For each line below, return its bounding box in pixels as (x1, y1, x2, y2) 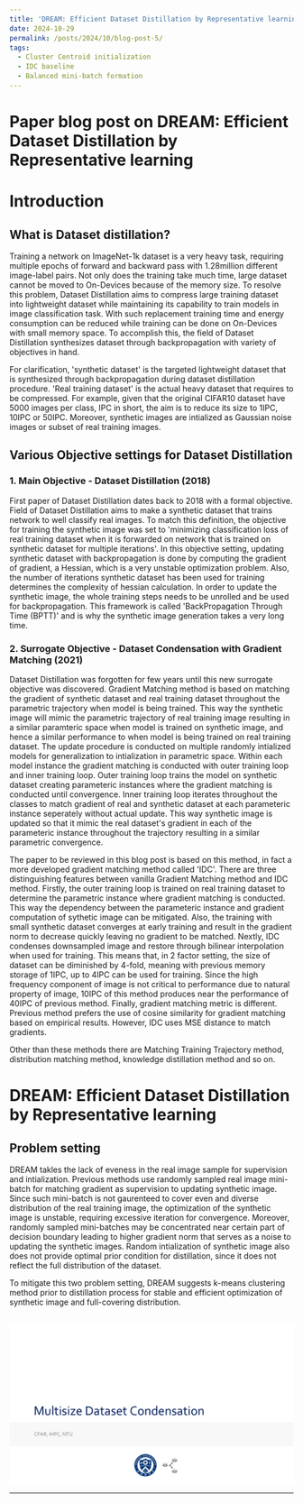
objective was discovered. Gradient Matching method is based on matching (9, 683, 290, 694)
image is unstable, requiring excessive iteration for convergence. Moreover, (9, 1213, 290, 1223)
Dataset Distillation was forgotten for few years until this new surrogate (9, 674, 273, 685)
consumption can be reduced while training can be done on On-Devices (9, 318, 278, 329)
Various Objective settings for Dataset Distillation (9, 447, 293, 463)
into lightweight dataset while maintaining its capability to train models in (9, 298, 280, 310)
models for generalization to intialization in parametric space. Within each (9, 751, 283, 762)
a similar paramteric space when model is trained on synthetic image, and (9, 722, 284, 733)
